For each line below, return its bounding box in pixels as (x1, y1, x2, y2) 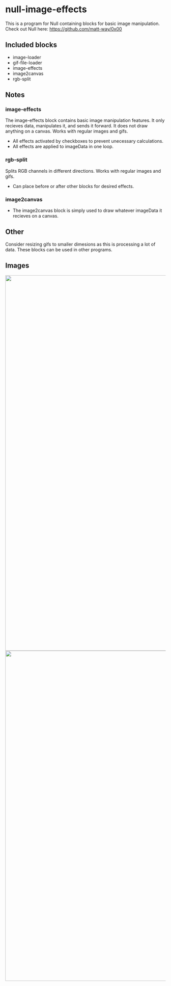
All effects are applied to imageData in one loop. (12, 144, 113, 150)
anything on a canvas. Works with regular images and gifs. (5, 128, 128, 135)
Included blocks (5, 41, 58, 49)
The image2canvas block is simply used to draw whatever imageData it (12, 207, 162, 214)
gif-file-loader (12, 60, 42, 66)
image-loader (12, 54, 42, 60)
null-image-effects (5, 4, 88, 15)
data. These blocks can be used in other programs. (5, 246, 113, 253)
